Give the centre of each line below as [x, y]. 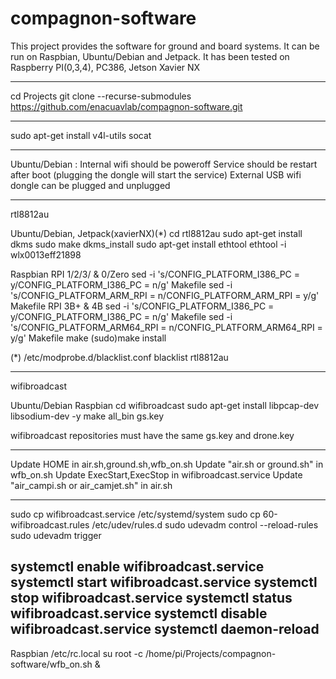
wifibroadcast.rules [50, 524]
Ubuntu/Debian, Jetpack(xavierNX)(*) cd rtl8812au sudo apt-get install [156, 233]
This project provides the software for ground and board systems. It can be [165, 46]
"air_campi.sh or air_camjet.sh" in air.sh [91, 485]
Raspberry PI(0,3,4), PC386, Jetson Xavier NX [105, 67]
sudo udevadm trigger [56, 535]
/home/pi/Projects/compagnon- [210, 653]
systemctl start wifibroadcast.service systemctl [164, 582]
